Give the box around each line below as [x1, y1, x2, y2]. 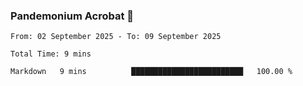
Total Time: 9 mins [10, 49, 92, 59]
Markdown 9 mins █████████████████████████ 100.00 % [10, 67, 293, 77]
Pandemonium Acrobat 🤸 [10, 9, 135, 23]
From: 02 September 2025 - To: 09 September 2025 [10, 32, 222, 42]
